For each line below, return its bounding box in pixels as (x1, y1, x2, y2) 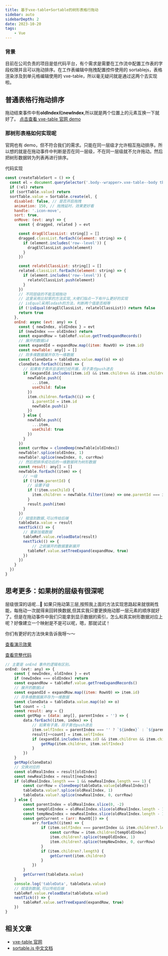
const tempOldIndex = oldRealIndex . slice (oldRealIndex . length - (23, 806, 160, 811)
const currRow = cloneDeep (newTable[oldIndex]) (18, 445, 120, 451)
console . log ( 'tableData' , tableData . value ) (14, 881, 106, 886)
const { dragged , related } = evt (18, 222, 91, 227)
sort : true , (14, 213, 39, 218)
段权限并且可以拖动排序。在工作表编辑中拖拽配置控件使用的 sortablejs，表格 (5, 67, 162, 73)
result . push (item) (27, 502, 66, 507)
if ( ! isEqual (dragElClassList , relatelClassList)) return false (18, 306, 155, 311)
